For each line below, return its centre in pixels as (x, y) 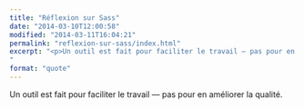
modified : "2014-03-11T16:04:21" (73, 35)
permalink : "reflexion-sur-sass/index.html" (95, 43)
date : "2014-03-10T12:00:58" (65, 26)
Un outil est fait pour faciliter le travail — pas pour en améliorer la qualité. (146, 94)
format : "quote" (40, 69)
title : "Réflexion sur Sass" (65, 18)
